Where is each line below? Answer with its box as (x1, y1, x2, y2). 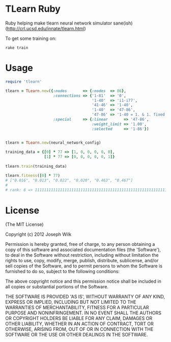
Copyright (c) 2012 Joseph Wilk (5, 231, 72, 238)
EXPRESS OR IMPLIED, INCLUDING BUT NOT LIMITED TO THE (5, 299, 136, 305)
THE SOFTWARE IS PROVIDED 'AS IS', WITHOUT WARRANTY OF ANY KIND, (5, 293, 165, 300)
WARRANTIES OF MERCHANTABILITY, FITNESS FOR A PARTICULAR (5, 305, 149, 311)
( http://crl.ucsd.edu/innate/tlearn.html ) (5, 25, 87, 31)
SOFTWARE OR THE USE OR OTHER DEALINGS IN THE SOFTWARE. (5, 332, 148, 338)
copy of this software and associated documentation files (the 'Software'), (5, 246, 161, 253)
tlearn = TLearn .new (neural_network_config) (5, 140, 101, 145)
